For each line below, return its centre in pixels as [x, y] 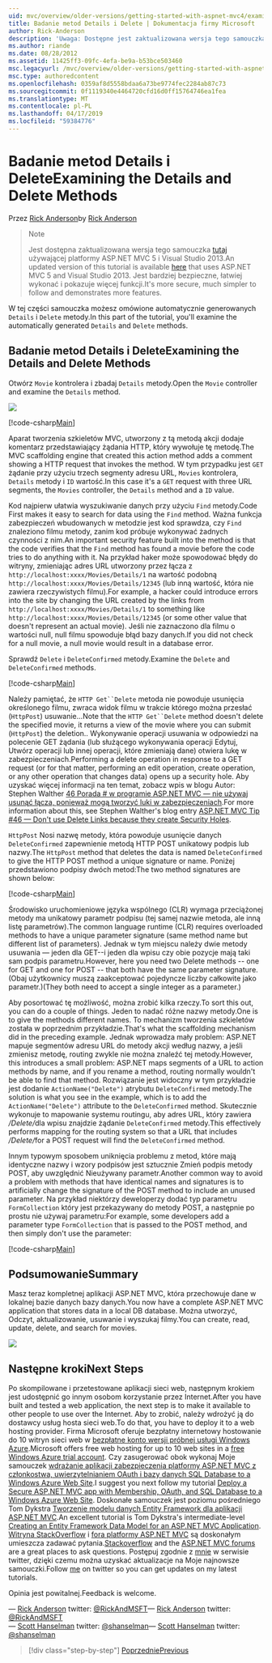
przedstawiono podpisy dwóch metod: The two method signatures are [125, 869]
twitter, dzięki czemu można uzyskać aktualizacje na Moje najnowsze [124, 1560]
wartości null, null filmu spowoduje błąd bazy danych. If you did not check [131, 634]
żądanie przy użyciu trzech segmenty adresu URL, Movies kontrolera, [123, 472]
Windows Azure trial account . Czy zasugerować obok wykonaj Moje [122, 1457]
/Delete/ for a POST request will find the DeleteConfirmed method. [117, 1140]
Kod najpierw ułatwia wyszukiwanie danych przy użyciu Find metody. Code [133, 505]
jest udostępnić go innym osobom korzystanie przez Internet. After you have [135, 1397]
